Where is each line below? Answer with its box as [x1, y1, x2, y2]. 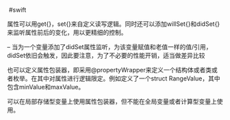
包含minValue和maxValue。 [7, 83, 85, 91]
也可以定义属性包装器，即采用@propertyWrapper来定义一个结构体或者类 [7, 66, 212, 74]
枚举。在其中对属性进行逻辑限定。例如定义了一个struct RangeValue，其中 [12, 74, 220, 82]
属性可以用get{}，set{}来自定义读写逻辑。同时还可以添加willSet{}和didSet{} [7, 20, 220, 28]
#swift [8, 6, 27, 14]
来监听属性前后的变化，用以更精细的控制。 [7, 29, 127, 36]
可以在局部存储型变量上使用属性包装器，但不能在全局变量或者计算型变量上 [7, 97, 217, 105]
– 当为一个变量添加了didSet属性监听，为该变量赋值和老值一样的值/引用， [7, 43, 212, 50]
